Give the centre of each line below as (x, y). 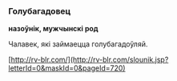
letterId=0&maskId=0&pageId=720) (67, 68)
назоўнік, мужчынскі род (53, 29)
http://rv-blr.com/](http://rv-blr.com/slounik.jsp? (90, 60)
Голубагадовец (40, 11)
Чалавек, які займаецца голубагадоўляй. (78, 44)
